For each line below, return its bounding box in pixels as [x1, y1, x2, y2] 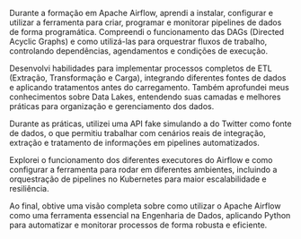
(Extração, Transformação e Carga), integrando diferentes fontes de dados [9, 73, 287, 83]
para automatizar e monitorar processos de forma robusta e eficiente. [9, 219, 268, 230]
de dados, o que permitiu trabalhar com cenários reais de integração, [9, 128, 267, 138]
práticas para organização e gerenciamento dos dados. [9, 101, 215, 111]
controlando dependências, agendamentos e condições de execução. [9, 46, 268, 56]
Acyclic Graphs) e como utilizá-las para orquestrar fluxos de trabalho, [9, 36, 268, 47]
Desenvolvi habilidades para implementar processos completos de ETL [9, 63, 272, 73]
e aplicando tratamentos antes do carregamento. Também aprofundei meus [9, 82, 290, 92]
